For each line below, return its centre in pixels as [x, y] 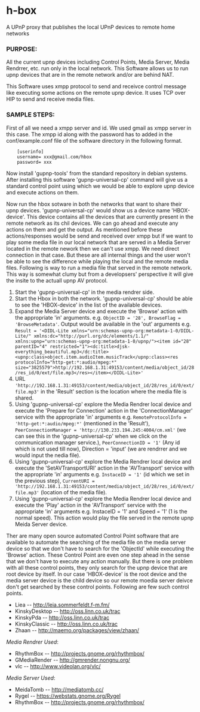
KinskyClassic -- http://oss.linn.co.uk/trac [66, 624]
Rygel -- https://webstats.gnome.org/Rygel [68, 696]
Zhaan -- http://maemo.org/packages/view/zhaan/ [77, 630]
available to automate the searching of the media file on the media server [96, 542]
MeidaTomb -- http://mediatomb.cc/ [59, 689]
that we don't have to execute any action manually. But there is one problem [99, 561]
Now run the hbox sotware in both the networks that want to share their [94, 204]
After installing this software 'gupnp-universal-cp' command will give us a [97, 179]
